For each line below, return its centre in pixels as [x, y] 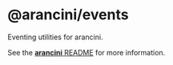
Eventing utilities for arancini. [55, 37]
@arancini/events [68, 15]
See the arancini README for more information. [86, 52]
